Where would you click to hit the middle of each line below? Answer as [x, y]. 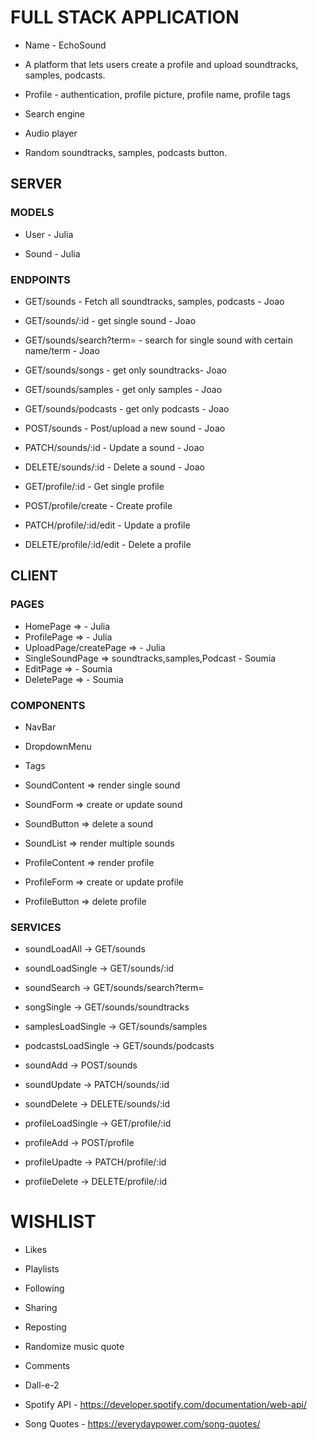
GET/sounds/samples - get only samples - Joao [123, 389]
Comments [47, 1366]
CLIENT [34, 576]
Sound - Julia [52, 253]
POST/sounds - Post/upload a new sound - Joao [125, 428]
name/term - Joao [62, 350]
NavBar [40, 727]
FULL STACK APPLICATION [125, 17]
